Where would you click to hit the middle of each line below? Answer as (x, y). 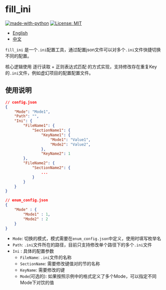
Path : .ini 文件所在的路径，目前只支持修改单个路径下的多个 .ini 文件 (82, 245)
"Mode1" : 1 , (37, 214)
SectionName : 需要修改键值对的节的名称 (60, 264)
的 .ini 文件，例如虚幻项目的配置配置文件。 (49, 73)
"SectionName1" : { (51, 130)
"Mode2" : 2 (36, 219)
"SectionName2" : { (51, 168)
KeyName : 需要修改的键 (42, 270)
